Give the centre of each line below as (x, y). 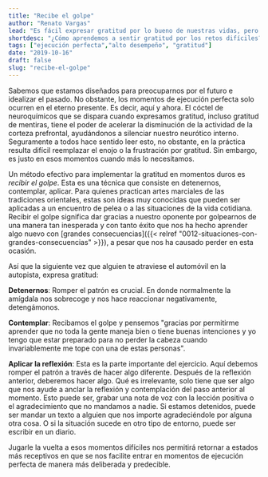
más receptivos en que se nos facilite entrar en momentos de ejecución (126, 455)
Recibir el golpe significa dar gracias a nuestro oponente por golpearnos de (132, 216)
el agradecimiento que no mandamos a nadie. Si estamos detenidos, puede (132, 406)
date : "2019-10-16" (41, 53)
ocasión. (22, 251)
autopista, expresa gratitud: (53, 275)
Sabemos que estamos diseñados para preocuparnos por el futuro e (121, 90)
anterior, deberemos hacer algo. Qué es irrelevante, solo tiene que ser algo (132, 380)
